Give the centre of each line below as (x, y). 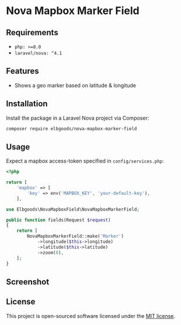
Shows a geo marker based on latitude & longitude (75, 85)
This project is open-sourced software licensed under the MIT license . (91, 316)
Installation (27, 104)
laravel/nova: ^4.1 (38, 53)
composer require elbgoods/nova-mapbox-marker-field (72, 128)
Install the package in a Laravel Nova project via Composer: (78, 118)
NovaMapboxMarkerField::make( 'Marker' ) (76, 236)
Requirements (32, 33)
